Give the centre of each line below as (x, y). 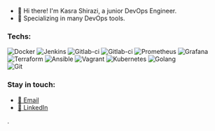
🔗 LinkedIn (33, 107)
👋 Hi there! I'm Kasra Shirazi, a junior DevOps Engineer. (97, 11)
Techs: (19, 36)
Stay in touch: (32, 85)
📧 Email (28, 100)
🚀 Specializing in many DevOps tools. (71, 18)
